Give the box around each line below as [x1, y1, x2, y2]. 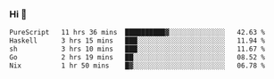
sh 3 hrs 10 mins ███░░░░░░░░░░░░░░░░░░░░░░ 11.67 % [9, 44, 266, 54]
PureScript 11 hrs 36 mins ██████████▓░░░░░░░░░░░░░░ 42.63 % [9, 28, 266, 37]
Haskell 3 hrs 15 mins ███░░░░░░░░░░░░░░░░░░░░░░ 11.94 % [9, 36, 266, 45]
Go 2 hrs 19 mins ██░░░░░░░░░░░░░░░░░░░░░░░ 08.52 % [9, 52, 266, 61]
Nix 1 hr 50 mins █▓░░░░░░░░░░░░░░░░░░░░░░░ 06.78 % [9, 61, 266, 70]
